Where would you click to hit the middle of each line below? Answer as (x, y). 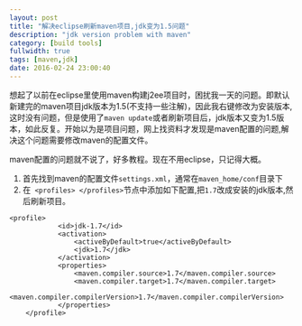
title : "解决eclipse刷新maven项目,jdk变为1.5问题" (100, 26)
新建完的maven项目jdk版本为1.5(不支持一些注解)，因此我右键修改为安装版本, (151, 106)
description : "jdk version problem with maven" (101, 34)
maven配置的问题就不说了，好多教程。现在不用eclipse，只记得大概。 (138, 159)
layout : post (34, 18)
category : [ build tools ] (56, 43)
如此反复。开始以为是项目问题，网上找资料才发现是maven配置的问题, (153, 128)
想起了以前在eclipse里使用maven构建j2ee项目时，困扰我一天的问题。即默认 (150, 95)
